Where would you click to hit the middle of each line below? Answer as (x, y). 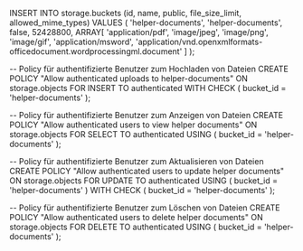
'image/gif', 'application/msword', (71, 42)
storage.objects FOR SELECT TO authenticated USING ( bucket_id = (136, 134)
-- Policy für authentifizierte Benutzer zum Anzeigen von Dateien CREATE (146, 115)
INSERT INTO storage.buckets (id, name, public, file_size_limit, (126, 13)
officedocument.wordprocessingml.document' (96, 51)
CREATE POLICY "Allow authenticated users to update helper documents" (147, 171)
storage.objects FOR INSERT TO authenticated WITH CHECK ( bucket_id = (148, 88)
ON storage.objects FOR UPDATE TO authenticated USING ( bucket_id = (144, 181)
